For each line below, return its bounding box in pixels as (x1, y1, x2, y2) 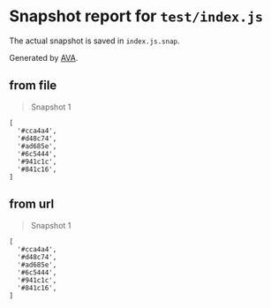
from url (9, 197, 55, 212)
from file (9, 78, 57, 94)
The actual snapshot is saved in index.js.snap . (9, 35, 180, 46)
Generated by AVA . (9, 52, 79, 63)
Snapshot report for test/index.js (9, 6, 263, 26)
